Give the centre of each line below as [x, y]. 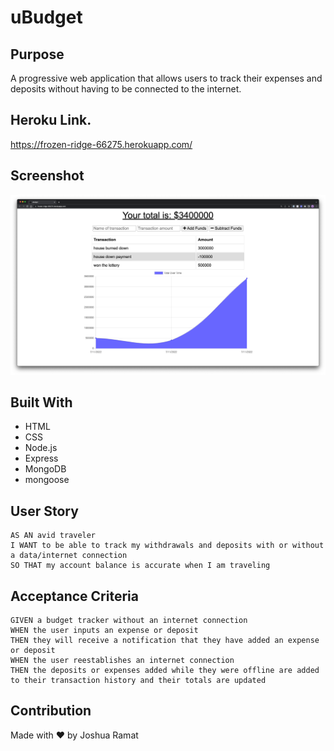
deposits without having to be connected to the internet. [126, 89]
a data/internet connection [69, 556]
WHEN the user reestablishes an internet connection [122, 660]
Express [41, 458]
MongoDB [45, 469]
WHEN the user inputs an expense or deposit [104, 630]
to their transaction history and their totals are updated [138, 680]
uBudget [46, 17]
